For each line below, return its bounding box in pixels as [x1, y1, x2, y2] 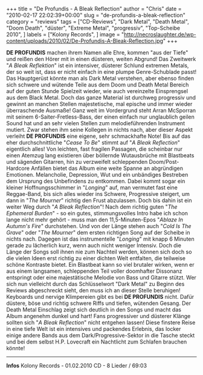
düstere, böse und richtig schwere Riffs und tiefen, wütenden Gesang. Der [6, 299, 192, 307]
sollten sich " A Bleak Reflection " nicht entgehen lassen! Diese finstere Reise [6, 319, 196, 326]
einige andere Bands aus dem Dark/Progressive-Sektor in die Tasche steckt [6, 332, 195, 339]
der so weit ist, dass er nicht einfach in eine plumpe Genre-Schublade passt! [6, 68, 197, 75]
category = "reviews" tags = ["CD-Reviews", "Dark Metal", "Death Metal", [6, 18, 189, 25]
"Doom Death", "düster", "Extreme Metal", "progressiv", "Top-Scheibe [6, 24, 181, 31]
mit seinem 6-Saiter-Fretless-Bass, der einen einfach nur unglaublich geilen [6, 113, 195, 120]
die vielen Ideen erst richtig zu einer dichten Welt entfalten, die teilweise [6, 255, 186, 262]
